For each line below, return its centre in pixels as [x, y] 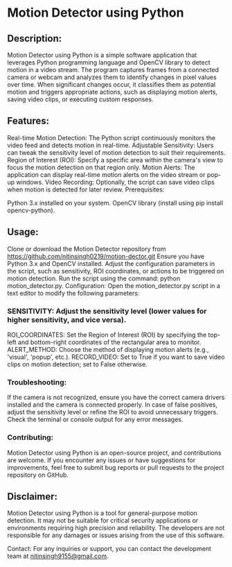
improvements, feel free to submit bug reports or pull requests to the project [116, 467]
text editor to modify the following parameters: [73, 293]
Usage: [23, 232]
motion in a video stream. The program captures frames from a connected [113, 70]
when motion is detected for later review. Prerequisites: [86, 189]
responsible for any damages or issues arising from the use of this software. [116, 535]
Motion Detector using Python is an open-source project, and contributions [114, 452]
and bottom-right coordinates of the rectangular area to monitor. [109, 342]
